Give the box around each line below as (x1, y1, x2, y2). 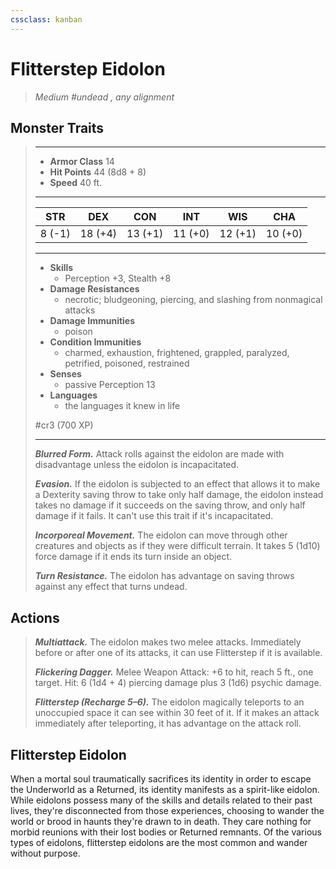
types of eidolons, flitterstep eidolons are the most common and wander (10, 837, 308, 848)
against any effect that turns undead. (34, 581, 188, 593)
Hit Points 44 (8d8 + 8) (49, 166, 147, 178)
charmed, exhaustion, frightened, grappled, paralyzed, (64, 347, 290, 359)
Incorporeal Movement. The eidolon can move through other (34, 529, 288, 541)
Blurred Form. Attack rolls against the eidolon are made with (34, 448, 285, 460)
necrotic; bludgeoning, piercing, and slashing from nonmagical (64, 294, 323, 306)
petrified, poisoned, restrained (64, 357, 190, 370)
